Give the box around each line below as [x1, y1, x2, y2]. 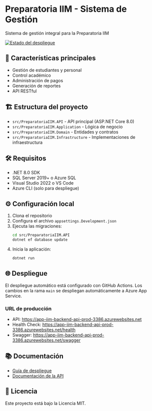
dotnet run [12, 255, 35, 260]
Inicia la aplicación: [12, 246, 51, 252]
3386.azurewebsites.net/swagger [12, 337, 81, 343]
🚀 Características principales [5, 54, 96, 63]
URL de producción [5, 305, 52, 312]
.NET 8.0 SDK [12, 170, 40, 176]
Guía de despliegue [12, 368, 52, 374]
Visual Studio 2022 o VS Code [12, 180, 74, 186]
